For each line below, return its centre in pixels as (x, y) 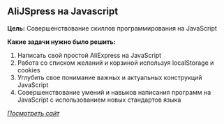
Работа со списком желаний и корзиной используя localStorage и (115, 63)
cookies (29, 70)
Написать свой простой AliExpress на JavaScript (89, 55)
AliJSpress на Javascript (63, 11)
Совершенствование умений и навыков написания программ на (114, 92)
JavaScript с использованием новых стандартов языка (99, 100)
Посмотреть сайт (33, 113)
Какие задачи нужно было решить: (61, 42)
